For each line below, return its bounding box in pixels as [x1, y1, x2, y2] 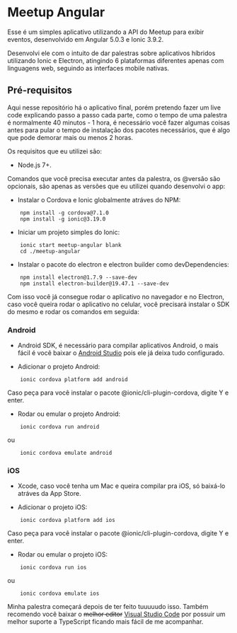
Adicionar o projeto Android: [17, 362, 100, 371]
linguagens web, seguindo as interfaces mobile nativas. [7, 64, 170, 72]
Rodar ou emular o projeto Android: [17, 410, 121, 418]
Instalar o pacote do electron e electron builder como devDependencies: [17, 260, 230, 269]
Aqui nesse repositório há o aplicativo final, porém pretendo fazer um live [7, 103, 221, 112]
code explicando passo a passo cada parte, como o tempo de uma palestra [7, 110, 228, 119]
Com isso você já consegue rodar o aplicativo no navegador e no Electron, [7, 292, 225, 301]
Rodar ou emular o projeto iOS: [17, 550, 108, 559]
